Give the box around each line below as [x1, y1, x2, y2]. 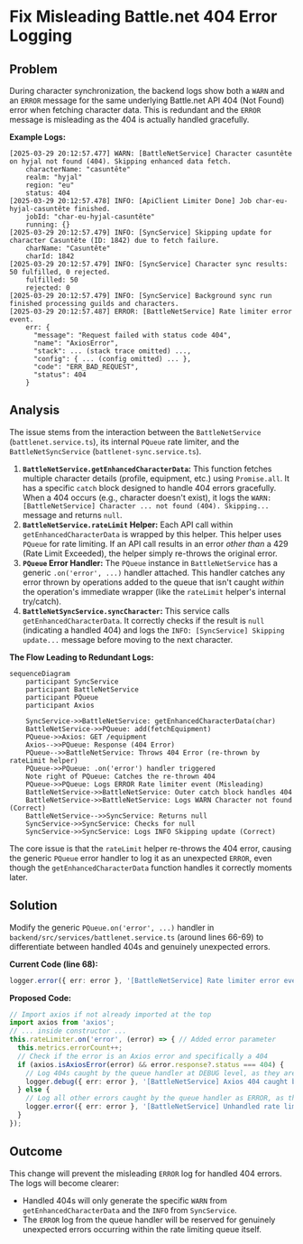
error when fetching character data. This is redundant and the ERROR [9, 105, 262, 115]
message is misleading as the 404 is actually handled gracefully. [9, 115, 250, 125]
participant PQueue [25, 692, 99, 701]
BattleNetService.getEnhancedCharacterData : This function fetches [22, 463, 272, 474]
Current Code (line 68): [9, 959, 98, 970]
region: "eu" [25, 181, 75, 190]
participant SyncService [25, 677, 119, 686]
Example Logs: [9, 132, 66, 142]
